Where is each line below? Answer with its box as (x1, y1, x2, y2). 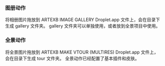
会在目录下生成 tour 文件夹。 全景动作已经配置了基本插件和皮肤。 (5, 55, 140, 61)
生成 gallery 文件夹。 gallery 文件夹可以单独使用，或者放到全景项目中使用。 (5, 23, 161, 29)
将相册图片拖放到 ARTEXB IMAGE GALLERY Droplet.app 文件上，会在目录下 (5, 16, 161, 23)
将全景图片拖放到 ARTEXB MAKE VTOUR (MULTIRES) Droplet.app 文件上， (5, 49, 159, 55)
